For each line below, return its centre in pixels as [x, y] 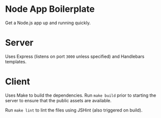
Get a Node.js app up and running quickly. [48, 23]
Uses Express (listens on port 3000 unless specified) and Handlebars [75, 56]
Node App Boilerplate [50, 9]
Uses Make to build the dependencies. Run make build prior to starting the [81, 95]
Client [18, 82]
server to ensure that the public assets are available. [59, 100]
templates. [16, 61]
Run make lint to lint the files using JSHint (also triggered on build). [74, 110]
